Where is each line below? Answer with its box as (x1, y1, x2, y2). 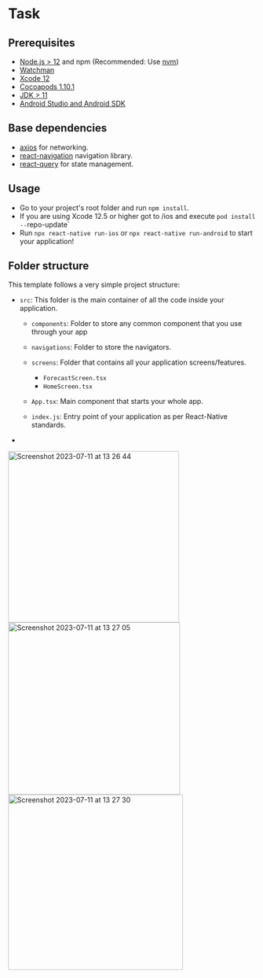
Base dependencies (8, 121, 108, 135)
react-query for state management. (19, 159, 134, 169)
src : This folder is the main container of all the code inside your (19, 295, 225, 305)
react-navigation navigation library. (19, 150, 133, 160)
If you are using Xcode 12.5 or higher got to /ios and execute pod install (19, 211, 256, 220)
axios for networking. (19, 143, 89, 152)
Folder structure (8, 259, 89, 272)
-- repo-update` (19, 220, 71, 229)
